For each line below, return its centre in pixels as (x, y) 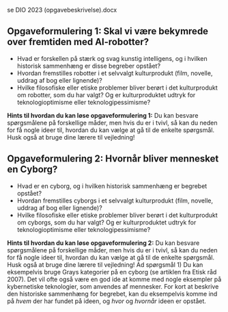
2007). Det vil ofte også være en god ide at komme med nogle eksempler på (114, 279)
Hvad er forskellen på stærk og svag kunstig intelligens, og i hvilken (112, 58)
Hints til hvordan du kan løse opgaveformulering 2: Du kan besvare (103, 243)
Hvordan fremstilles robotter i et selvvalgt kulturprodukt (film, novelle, (115, 73)
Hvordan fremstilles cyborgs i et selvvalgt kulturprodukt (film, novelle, (115, 200)
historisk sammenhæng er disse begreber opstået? (89, 66)
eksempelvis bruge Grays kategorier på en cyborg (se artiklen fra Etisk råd (112, 272)
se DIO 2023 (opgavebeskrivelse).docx (62, 10)
